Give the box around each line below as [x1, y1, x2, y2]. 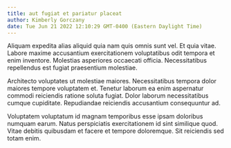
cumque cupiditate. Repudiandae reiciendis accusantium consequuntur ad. [7, 99, 221, 107]
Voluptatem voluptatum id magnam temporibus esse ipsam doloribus [7, 112, 203, 120]
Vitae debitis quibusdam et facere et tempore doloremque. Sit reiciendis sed [7, 127, 225, 135]
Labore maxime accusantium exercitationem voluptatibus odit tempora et [7, 49, 216, 57]
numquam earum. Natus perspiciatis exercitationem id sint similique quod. [7, 120, 218, 128]
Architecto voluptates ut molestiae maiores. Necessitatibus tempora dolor [7, 77, 216, 85]
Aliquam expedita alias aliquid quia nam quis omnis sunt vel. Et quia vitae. [7, 42, 216, 50]
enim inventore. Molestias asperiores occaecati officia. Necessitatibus [7, 56, 207, 65]
